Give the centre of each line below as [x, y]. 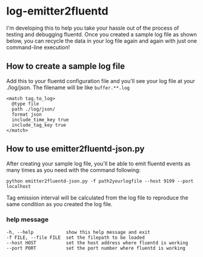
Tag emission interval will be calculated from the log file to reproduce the [98, 198]
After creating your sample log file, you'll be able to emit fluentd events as [98, 163]
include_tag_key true [39, 125]
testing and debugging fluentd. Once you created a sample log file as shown [101, 34]
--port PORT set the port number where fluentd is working [96, 248]
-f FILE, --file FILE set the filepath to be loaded [76, 238]
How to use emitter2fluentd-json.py [75, 149]
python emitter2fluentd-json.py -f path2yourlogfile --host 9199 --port [100, 181]
